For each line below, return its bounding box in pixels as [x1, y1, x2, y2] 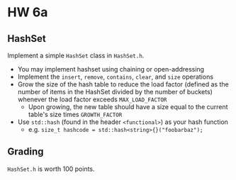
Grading [7, 146, 44, 158]
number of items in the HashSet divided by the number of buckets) [17, 88, 213, 96]
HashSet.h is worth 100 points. [7, 164, 95, 173]
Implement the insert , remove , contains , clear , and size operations [17, 72, 214, 81]
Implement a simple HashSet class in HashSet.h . [7, 51, 145, 60]
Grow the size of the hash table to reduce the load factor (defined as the [17, 80, 229, 89]
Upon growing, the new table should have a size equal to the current [28, 103, 228, 111]
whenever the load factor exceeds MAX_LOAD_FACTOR [17, 95, 167, 103]
